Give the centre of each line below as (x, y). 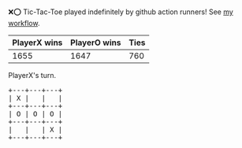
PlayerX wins (37, 43)
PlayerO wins (96, 43)
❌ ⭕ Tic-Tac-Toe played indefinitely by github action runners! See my (121, 12)
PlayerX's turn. (32, 75)
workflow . (24, 23)
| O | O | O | (35, 114)
